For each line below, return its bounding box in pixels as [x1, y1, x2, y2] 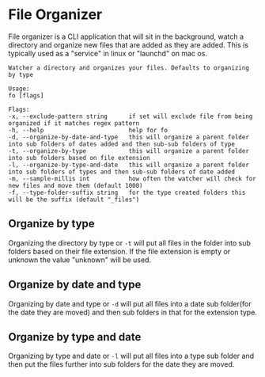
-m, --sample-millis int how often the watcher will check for [8, 174, 257, 183]
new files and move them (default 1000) [8, 181, 144, 189]
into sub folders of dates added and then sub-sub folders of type [8, 140, 236, 148]
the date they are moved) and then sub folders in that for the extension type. [8, 307, 257, 317]
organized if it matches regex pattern [8, 119, 140, 128]
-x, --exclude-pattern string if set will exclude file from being [8, 112, 253, 120]
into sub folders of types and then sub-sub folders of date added [8, 168, 236, 176]
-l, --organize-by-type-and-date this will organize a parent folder [8, 161, 249, 169]
